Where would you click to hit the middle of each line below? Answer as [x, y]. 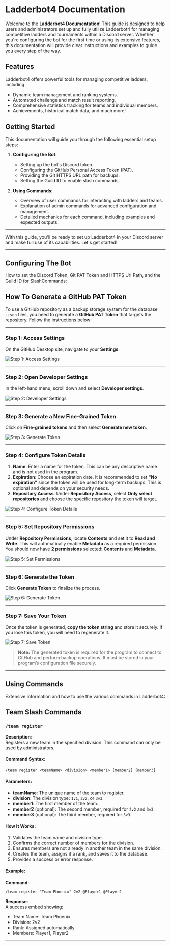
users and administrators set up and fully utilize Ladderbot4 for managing [82, 29]
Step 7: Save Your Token [36, 616]
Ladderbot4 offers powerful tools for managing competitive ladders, [77, 79]
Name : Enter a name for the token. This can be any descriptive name [85, 467]
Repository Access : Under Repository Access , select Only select [82, 494]
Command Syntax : [25, 759]
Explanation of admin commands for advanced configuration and [88, 206]
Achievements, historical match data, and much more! [69, 110]
